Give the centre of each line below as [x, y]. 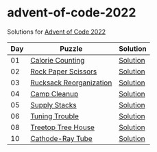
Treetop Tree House [62, 127]
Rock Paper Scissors [64, 72]
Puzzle [71, 48]
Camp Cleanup [55, 94]
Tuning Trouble [55, 116]
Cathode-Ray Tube [61, 138]
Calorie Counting [58, 60]
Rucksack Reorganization [71, 83]
